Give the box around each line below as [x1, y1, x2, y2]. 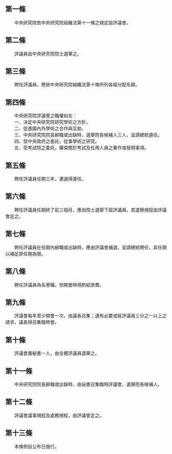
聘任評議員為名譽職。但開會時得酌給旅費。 [14, 282, 104, 288]
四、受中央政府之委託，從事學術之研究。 [14, 138, 100, 145]
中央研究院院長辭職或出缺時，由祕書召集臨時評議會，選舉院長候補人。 [14, 381, 162, 387]
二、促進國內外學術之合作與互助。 [14, 125, 86, 132]
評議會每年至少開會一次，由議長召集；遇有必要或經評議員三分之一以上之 [14, 312, 167, 319]
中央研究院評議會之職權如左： [14, 112, 77, 119]
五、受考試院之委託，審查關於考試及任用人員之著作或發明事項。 [14, 145, 149, 151]
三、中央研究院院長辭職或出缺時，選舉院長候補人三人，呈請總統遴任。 [14, 132, 162, 138]
